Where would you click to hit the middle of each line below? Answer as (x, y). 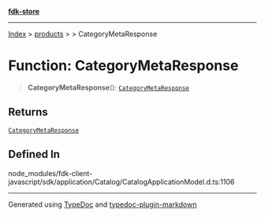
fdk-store (24, 11)
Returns (28, 112)
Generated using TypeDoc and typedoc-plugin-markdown (103, 204)
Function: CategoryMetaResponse (123, 66)
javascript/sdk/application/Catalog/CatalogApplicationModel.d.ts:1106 (121, 182)
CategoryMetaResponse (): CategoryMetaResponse (108, 87)
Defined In (34, 154)
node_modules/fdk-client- (50, 173)
